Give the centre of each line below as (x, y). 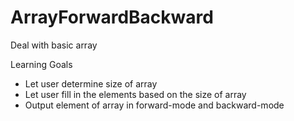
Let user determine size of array (91, 83)
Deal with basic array (54, 45)
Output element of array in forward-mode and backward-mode (154, 105)
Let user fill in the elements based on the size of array (135, 94)
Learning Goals (41, 64)
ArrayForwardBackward (112, 17)
